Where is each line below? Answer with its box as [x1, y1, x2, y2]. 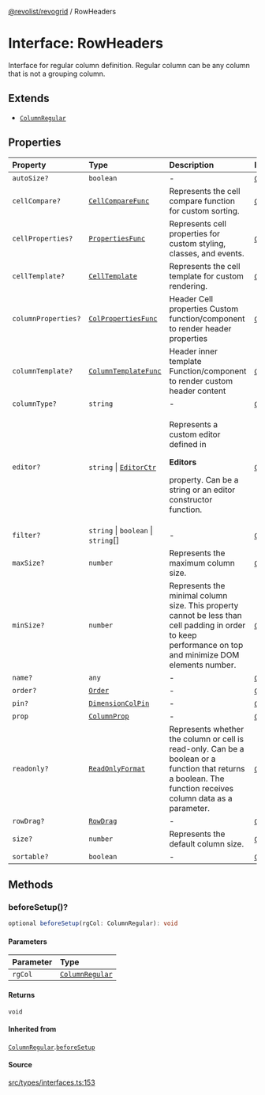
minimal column [169, 589, 228, 601]
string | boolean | [88, 525, 154, 536]
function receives [169, 782, 234, 794]
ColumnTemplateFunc [88, 366, 162, 375]
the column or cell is [169, 733, 244, 745]
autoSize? [12, 173, 49, 183]
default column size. [169, 838, 244, 849]
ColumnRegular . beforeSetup [8, 1042, 95, 1051]
